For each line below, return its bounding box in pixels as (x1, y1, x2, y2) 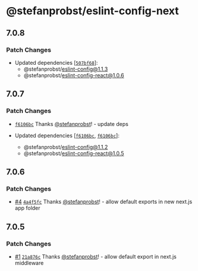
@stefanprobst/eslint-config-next (6, 4, 180, 18)
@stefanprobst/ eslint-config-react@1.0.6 (23, 71, 124, 78)
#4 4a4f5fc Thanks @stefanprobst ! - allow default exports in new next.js (14, 198, 193, 206)
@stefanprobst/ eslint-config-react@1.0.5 (23, 150, 124, 157)
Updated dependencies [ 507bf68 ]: (14, 59, 98, 66)
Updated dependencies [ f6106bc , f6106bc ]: (14, 132, 120, 139)
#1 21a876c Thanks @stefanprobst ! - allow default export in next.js (14, 253, 177, 260)
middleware (14, 259, 44, 266)
